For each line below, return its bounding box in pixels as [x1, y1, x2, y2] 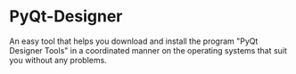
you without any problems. [9, 54, 107, 65]
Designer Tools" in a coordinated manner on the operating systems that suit [9, 45, 288, 55]
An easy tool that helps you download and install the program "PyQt [9, 36, 259, 46]
